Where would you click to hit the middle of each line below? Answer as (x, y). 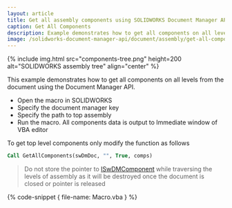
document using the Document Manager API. (71, 87)
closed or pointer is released (65, 183)
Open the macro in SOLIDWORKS (65, 100)
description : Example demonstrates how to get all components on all (109, 33)
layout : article (30, 13)
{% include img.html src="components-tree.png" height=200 (94, 59)
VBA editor (32, 130)
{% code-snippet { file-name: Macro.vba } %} (72, 197)
